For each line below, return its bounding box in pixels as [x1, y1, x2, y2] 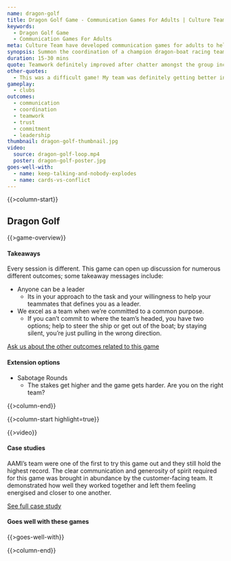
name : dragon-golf [7, 10, 60, 17]
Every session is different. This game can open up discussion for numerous [7, 264, 221, 273]
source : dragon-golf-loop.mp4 [13, 151, 100, 158]
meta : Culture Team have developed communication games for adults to [7, 42, 214, 49]
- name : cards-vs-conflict [13, 176, 91, 183]
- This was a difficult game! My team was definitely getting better [13, 74, 217, 81]
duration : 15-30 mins [7, 55, 69, 62]
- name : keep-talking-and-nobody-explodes [13, 170, 137, 177]
